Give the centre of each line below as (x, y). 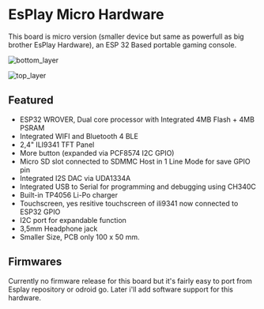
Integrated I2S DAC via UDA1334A (75, 178)
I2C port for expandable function (73, 220)
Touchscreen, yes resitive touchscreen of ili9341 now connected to (129, 203)
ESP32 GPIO (40, 212)
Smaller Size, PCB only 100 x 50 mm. (79, 237)
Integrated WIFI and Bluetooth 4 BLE (79, 136)
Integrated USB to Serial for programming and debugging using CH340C (138, 187)
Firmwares (35, 262)
